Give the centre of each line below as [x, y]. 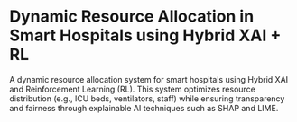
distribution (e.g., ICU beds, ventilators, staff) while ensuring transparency [147, 98]
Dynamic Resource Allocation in [132, 17]
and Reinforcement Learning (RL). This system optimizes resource [132, 89]
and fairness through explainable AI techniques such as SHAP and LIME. [144, 108]
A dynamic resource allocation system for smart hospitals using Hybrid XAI [149, 79]
